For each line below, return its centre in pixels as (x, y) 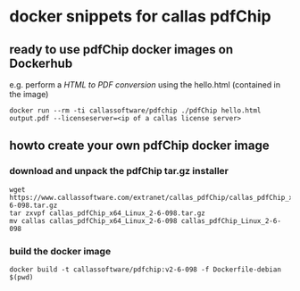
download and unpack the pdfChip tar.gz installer (119, 171)
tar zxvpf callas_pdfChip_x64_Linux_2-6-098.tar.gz (107, 213)
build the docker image (60, 251)
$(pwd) (21, 277)
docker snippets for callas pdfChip (140, 17)
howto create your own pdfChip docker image (139, 146)
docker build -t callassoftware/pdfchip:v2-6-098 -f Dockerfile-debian (145, 270)
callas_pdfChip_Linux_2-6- (231, 220)
